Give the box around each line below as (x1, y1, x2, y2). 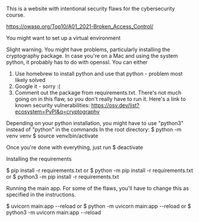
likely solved (14, 77, 46, 83)
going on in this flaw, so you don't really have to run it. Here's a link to (14, 95, 186, 102)
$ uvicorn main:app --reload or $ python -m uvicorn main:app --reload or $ (6, 202, 192, 210)
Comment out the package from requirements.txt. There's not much (14, 89, 182, 96)
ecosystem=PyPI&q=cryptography (14, 108, 100, 115)
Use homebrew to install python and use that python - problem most (14, 70, 183, 77)
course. (6, 11, 25, 18)
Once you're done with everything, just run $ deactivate (6, 144, 144, 151)
